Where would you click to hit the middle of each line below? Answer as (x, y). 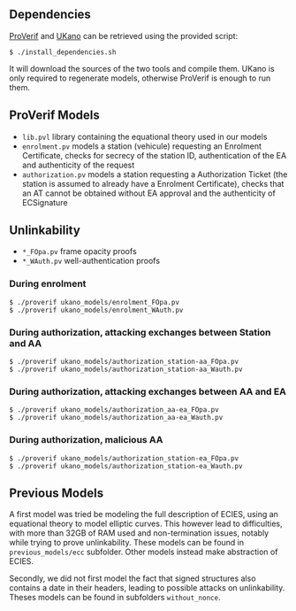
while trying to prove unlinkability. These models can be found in (127, 543)
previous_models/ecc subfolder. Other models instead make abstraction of (144, 552)
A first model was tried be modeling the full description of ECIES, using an (144, 514)
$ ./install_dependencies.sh (63, 52)
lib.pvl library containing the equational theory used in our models (144, 136)
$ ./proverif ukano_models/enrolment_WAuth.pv (96, 310)
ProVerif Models (54, 116)
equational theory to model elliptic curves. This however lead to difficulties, (146, 524)
